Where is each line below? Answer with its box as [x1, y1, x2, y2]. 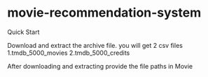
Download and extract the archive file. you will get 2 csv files [7, 41, 183, 49]
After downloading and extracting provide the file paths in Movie [7, 62, 193, 70]
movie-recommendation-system [7, 5, 202, 21]
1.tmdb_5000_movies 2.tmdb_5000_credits [7, 49, 130, 57]
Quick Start [7, 28, 40, 36]
